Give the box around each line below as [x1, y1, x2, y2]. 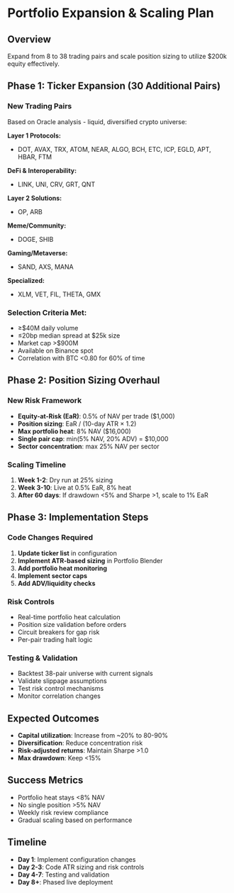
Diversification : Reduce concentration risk [17, 739, 143, 748]
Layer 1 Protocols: [7, 131, 62, 140]
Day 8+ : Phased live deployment [17, 877, 113, 886]
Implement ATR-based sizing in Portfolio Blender [17, 556, 163, 565]
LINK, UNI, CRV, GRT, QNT [17, 179, 96, 189]
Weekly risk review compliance [17, 808, 108, 816]
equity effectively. [7, 60, 60, 68]
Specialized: [7, 276, 45, 284]
